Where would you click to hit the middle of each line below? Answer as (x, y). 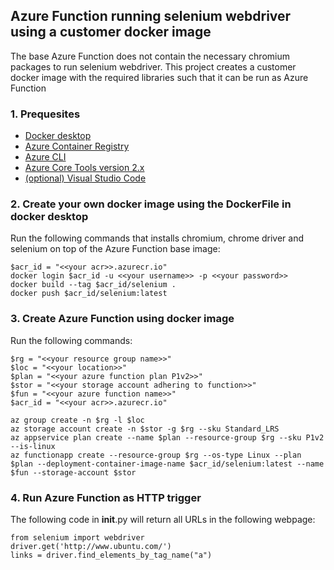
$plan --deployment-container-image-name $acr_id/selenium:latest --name (167, 464)
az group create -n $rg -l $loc (77, 420)
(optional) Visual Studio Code (85, 178)
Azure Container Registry (77, 146)
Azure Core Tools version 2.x (84, 168)
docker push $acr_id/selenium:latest (89, 294)
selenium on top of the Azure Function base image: (115, 249)
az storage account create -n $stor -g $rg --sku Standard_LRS (145, 429)
